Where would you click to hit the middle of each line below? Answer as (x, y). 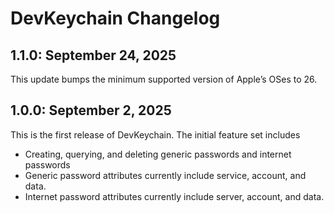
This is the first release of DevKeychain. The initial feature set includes (155, 134)
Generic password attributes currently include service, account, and (165, 175)
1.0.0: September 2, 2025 (91, 110)
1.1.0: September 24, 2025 (93, 55)
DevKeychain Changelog (115, 18)
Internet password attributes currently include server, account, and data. (174, 196)
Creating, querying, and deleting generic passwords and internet (158, 154)
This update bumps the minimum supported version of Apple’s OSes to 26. (164, 79)
